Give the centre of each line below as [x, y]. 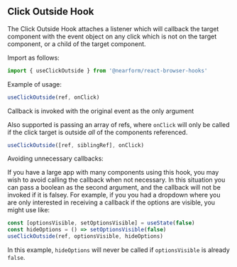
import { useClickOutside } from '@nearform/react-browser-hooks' [108, 70]
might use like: [29, 210]
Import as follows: [34, 58]
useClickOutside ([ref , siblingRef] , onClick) [76, 145]
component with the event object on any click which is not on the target [112, 36]
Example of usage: [35, 84]
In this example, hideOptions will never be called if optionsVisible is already [119, 250]
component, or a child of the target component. [77, 44]
